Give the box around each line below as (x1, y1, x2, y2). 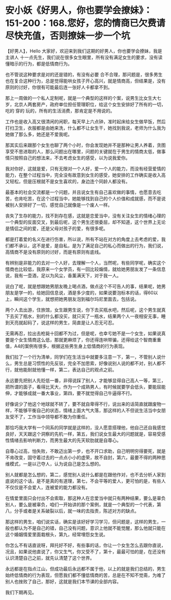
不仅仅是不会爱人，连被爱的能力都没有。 (5, 484, 90, 490)
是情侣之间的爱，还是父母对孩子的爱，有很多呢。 (5, 225, 108, 232)
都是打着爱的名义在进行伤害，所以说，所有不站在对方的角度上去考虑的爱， (5, 236, 161, 242)
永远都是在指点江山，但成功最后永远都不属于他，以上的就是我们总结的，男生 (5, 565, 166, 572)
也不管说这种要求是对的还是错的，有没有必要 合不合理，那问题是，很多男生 (5, 71, 163, 77)
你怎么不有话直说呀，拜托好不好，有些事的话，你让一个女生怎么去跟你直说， (5, 542, 166, 548)
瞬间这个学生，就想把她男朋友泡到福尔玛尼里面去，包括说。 (14, 296, 139, 302)
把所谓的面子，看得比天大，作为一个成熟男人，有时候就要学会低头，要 (5, 384, 153, 390)
